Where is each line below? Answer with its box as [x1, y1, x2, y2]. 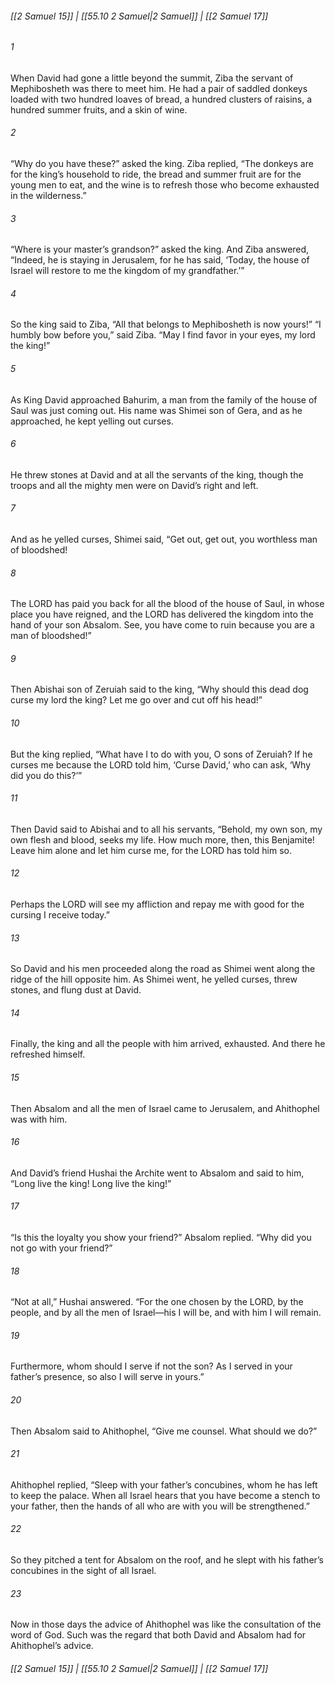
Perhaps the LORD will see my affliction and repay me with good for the [10, 898, 305, 911]
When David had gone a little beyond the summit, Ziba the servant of [10, 72, 294, 84]
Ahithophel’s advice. [10, 1640, 94, 1652]
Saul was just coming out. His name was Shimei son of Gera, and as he [10, 404, 303, 416]
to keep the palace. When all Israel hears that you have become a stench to [10, 1489, 321, 1501]
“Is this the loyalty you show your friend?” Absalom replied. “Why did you [10, 1232, 312, 1244]
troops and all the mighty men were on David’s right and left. [10, 479, 259, 491]
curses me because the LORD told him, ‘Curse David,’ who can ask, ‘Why [10, 758, 312, 771]
